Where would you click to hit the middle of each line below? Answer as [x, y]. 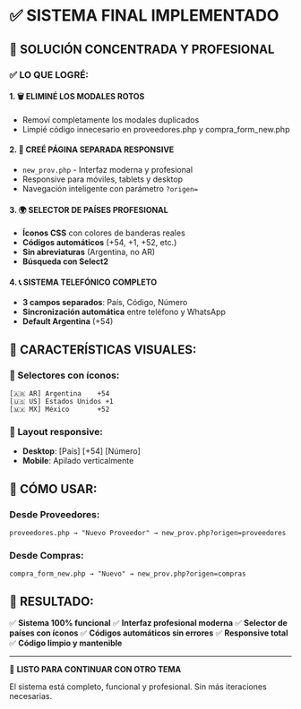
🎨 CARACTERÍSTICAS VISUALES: [103, 350]
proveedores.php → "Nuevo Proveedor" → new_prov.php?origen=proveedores [148, 533]
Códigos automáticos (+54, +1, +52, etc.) [99, 243]
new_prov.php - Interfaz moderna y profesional [107, 169]
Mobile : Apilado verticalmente [78, 461]
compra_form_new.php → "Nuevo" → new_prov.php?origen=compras [128, 574]
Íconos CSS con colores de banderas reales [103, 233]
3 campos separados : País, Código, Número [105, 303]
